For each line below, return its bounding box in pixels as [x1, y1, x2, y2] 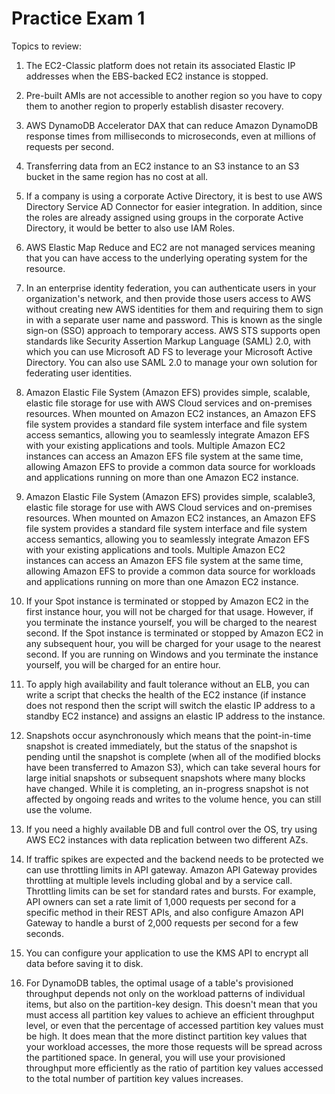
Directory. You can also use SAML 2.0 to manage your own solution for [25, 356, 318, 368]
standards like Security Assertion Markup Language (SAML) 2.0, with [25, 335, 311, 347]
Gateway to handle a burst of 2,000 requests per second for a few [25, 917, 299, 929]
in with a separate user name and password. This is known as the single [25, 313, 323, 326]
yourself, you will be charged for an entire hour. [25, 658, 221, 671]
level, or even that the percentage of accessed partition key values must [25, 1019, 324, 1031]
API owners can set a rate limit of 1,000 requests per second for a [25, 895, 297, 907]
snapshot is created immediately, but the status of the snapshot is [25, 740, 298, 752]
